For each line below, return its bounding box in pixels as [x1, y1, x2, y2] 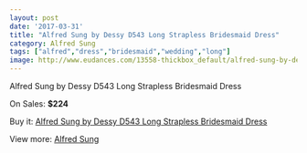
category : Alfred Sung [9, 38, 96, 48]
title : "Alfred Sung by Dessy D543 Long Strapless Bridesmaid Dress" [9, 30, 281, 39]
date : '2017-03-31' [9, 22, 84, 31]
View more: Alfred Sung [9, 134, 100, 144]
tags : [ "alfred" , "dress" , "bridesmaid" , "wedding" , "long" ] [9, 47, 231, 56]
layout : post [9, 13, 59, 23]
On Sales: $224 [9, 98, 69, 109]
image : [9, 56, 35, 65]
